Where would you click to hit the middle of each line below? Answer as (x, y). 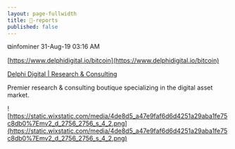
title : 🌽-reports (33, 20)
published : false (33, 27)
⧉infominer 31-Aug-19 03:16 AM (53, 47)
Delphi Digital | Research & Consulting (62, 74)
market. (18, 95)
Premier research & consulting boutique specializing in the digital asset (110, 87)
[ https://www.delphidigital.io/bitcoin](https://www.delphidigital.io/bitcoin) (113, 61)
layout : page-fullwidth (42, 14)
